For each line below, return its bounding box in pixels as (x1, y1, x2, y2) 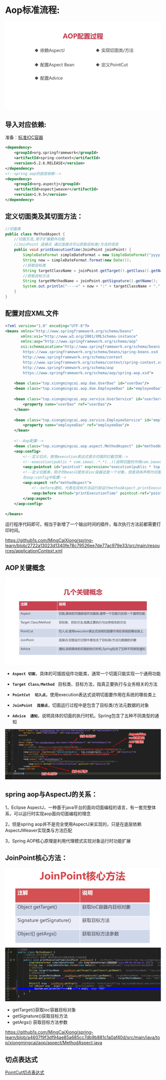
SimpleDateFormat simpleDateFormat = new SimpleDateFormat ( (23, 252, 149, 258)
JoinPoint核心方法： (5, 854, 68, 862)
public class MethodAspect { (5, 232, 65, 237)
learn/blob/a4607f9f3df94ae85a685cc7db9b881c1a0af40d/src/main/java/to (5, 1034, 161, 1040)
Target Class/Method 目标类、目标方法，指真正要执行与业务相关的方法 (12, 681, 158, 687)
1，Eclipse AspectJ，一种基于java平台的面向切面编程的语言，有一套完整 (5, 804, 152, 810)
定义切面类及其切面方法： (5, 212, 83, 221)
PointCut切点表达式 (5, 1070, 44, 1076)
